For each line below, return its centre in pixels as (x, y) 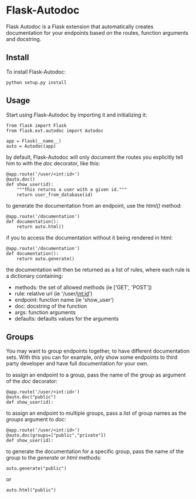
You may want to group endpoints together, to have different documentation (98, 351)
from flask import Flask (36, 125)
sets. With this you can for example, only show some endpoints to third (92, 357)
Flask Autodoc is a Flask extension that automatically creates (80, 26)
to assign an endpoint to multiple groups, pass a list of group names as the (96, 413)
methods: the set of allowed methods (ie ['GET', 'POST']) (83, 287)
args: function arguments (45, 312)
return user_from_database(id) (55, 195)
